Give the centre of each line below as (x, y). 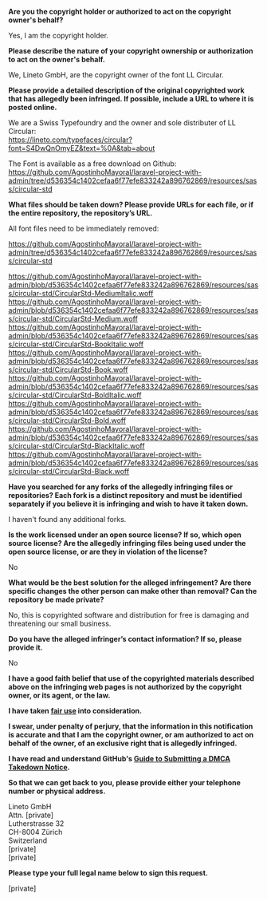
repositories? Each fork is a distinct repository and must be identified (125, 495)
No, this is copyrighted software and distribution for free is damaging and (129, 615)
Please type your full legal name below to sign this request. (108, 873)
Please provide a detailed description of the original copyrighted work (126, 90)
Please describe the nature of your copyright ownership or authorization (131, 51)
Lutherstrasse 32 (36, 824)
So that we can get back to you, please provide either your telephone (125, 782)
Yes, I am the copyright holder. (59, 36)
